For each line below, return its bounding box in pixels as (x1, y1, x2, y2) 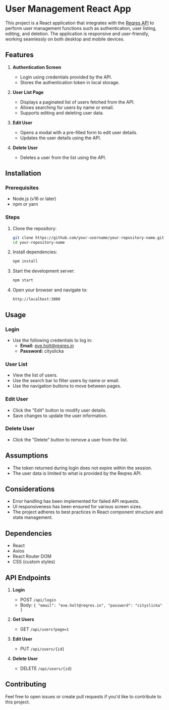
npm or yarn (12, 201, 38, 207)
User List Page (12, 89, 44, 95)
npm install (12, 259, 38, 264)
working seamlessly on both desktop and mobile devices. (5, 36, 125, 42)
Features (5, 51, 34, 59)
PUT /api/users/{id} (20, 646, 65, 652)
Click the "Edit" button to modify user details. (12, 407, 107, 413)
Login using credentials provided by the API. (20, 74, 112, 80)
